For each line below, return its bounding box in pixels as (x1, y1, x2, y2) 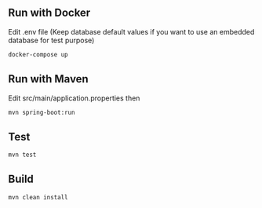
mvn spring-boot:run (8, 108, 76, 116)
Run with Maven (8, 72, 89, 86)
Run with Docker (8, 6, 91, 20)
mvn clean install (8, 193, 68, 201)
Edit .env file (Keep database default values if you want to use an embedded (8, 27, 255, 36)
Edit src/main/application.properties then (8, 93, 140, 103)
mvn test (8, 151, 37, 159)
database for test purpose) (8, 35, 95, 45)
